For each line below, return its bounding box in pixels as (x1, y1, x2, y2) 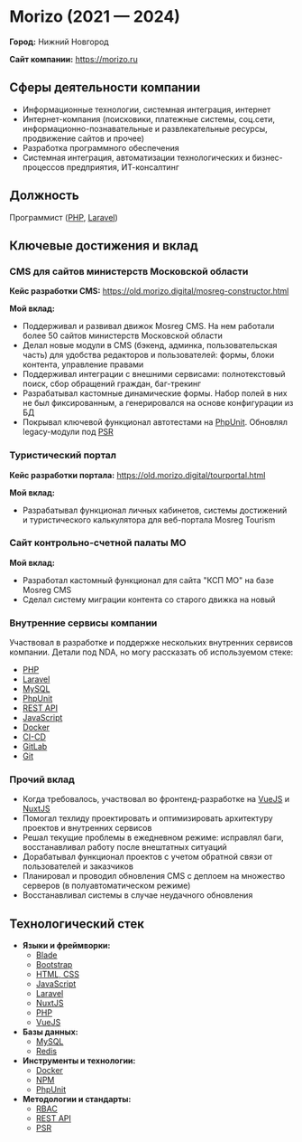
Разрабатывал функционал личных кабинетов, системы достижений (22, 505, 288, 515)
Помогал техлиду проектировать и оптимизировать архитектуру (22, 813, 273, 824)
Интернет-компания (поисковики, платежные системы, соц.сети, (22, 113, 276, 124)
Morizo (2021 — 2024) (9, 6, 180, 27)
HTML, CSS (35, 969, 79, 980)
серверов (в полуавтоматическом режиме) (22, 880, 191, 892)
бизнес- (252, 152, 284, 163)
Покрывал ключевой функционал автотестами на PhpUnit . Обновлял (22, 417, 288, 428)
